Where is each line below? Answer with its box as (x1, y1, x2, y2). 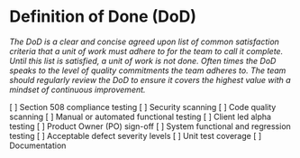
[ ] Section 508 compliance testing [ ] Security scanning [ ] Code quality (9, 101, 277, 112)
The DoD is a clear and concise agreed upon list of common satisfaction (9, 36, 279, 47)
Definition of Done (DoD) (9, 6, 196, 27)
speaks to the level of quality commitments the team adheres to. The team (9, 65, 286, 76)
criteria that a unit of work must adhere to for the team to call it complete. (9, 45, 284, 56)
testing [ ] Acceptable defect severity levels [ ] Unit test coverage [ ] (9, 130, 262, 141)
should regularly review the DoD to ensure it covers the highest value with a (9, 74, 291, 85)
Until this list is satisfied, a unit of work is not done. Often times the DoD (9, 55, 277, 66)
